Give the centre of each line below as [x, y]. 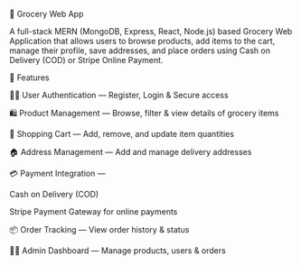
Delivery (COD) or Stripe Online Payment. [86, 60]
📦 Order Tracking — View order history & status [99, 229]
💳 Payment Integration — [57, 173]
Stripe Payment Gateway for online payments [94, 211]
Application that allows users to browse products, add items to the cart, [142, 41]
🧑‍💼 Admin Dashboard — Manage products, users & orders [118, 251]
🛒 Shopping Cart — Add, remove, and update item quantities [122, 134]
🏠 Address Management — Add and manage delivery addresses [131, 152]
